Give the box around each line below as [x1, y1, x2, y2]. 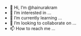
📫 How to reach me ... [9, 26, 55, 31]
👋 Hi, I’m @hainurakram [9, 5, 57, 10]
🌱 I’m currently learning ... [9, 15, 62, 20]
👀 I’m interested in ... [9, 10, 52, 16]
